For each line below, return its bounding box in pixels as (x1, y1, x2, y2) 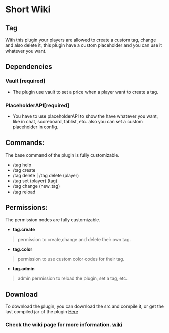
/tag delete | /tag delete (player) (12, 172, 79, 178)
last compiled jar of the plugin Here (5, 309, 78, 315)
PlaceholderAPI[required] (5, 102, 70, 109)
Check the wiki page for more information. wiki (5, 321, 123, 328)
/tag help (12, 162, 32, 168)
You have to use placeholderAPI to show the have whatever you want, (12, 113, 158, 119)
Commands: (5, 138, 45, 147)
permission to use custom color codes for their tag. (17, 256, 125, 262)
